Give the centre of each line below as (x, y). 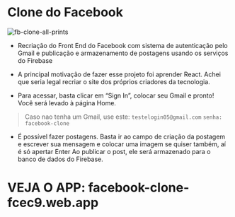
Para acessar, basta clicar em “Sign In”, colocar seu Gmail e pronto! (116, 95)
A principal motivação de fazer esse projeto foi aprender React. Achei (119, 74)
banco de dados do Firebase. (61, 159)
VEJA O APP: (47, 188)
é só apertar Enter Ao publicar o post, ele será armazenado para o (114, 151)
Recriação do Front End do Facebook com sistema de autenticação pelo (122, 45)
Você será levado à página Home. (67, 102)
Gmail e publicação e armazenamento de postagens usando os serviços (123, 53)
